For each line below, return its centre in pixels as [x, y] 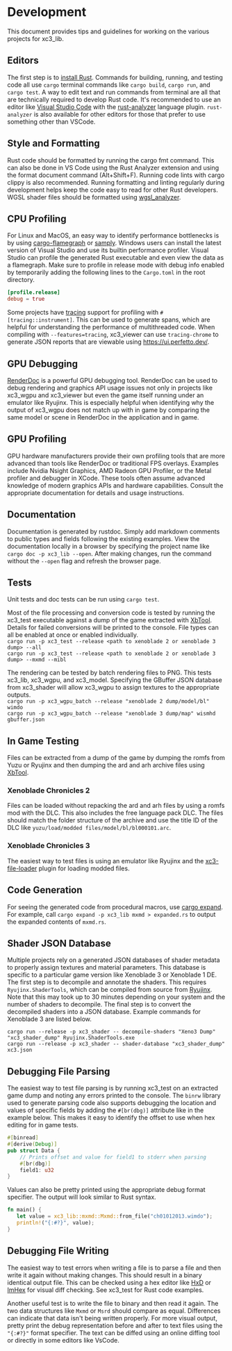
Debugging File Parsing [59, 1071]
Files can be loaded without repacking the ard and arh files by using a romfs [116, 806]
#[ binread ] [23, 1138]
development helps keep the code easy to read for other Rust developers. [113, 190]
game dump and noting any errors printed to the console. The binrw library [114, 1095]
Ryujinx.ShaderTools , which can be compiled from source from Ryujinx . [110, 990]
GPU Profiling [37, 439]
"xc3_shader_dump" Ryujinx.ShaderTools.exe [71, 1038]
